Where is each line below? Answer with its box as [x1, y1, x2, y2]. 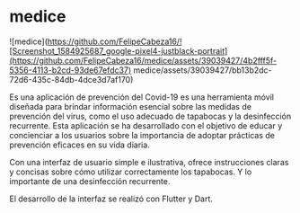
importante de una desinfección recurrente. [9, 175, 171, 186]
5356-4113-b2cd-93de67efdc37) [9, 65, 132, 75]
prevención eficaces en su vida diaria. [9, 139, 150, 150]
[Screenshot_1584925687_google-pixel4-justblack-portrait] [9, 45, 228, 56]
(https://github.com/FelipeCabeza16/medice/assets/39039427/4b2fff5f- [9, 55, 277, 66]
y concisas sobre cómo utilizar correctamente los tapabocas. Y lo [9, 166, 252, 177]
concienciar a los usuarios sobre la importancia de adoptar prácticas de [9, 129, 276, 140]
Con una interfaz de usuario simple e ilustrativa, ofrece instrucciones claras [9, 156, 289, 167]
